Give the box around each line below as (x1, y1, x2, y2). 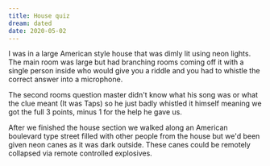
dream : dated (8, 19, 52, 27)
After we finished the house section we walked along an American (8, 122, 228, 133)
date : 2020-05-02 (8, 27, 67, 35)
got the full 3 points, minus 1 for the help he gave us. (8, 107, 183, 117)
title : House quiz (8, 11, 70, 20)
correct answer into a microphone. (8, 74, 123, 85)
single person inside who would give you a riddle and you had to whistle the (8, 66, 260, 76)
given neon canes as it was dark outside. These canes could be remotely (8, 140, 251, 150)
